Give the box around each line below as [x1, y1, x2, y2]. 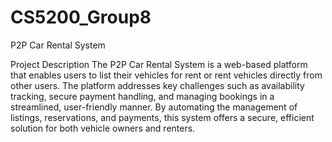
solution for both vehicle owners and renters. [10, 122, 196, 134]
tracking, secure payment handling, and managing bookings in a [10, 90, 275, 102]
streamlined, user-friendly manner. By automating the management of [10, 101, 298, 113]
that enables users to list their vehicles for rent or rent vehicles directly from [10, 69, 323, 81]
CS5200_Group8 [10, 6, 152, 29]
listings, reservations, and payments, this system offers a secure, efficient [10, 111, 315, 123]
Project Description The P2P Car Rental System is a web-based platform [10, 58, 308, 70]
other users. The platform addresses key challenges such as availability [10, 79, 305, 91]
